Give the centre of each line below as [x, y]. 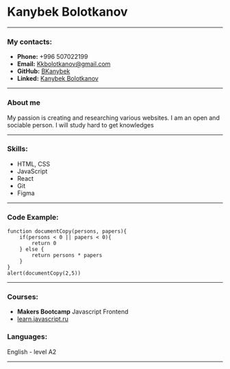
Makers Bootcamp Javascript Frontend [73, 311]
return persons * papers [67, 255]
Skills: [18, 149]
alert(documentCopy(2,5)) [44, 273]
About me [24, 103]
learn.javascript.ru [42, 319]
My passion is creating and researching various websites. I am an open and [114, 118]
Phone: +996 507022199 [52, 57]
